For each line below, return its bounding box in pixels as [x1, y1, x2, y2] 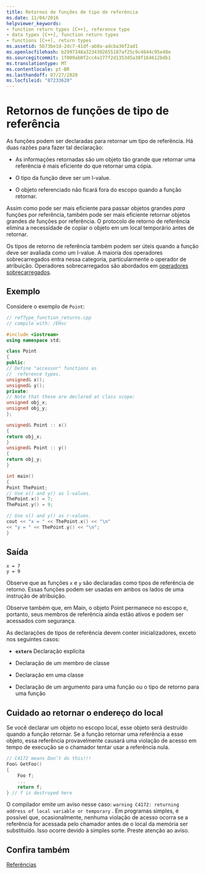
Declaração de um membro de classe [15, 660, 110, 667]
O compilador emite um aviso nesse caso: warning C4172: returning [6, 801, 179, 808]
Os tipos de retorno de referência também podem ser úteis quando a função [6, 243, 199, 250]
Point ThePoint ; [6, 485, 48, 491]
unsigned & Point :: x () [6, 422, 67, 428]
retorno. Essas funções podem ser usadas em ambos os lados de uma [6, 586, 184, 593]
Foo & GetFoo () [6, 761, 43, 768]
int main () [6, 473, 34, 479]
